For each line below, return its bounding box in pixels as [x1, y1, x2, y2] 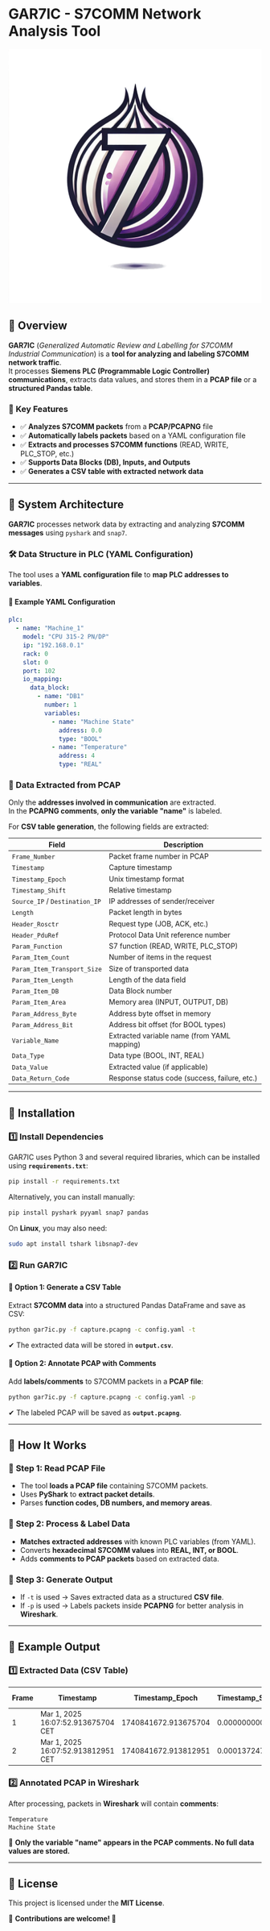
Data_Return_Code [11, 1074, 70, 1083]
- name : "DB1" [37, 693, 84, 701]
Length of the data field [108, 975, 186, 984]
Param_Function [11, 943, 63, 951]
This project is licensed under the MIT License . [8, 1898, 165, 1908]
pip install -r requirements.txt [8, 1178, 121, 1186]
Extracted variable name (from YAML [108, 1031, 231, 1041]
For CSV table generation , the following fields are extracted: [8, 822, 209, 831]
